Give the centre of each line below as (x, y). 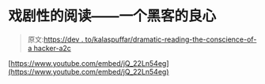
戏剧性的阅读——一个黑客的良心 (112, 16)
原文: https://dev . (55, 39)
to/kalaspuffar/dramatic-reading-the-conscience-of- (171, 39)
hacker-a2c (52, 48)
